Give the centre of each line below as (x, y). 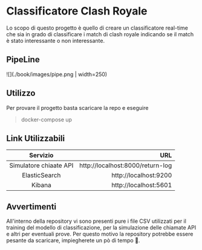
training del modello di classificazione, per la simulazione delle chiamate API (101, 228)
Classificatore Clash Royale (77, 11)
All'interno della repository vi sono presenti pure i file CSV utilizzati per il (96, 221)
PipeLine (23, 59)
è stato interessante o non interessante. (55, 40)
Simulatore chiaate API (41, 165)
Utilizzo (21, 93)
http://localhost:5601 (142, 185)
